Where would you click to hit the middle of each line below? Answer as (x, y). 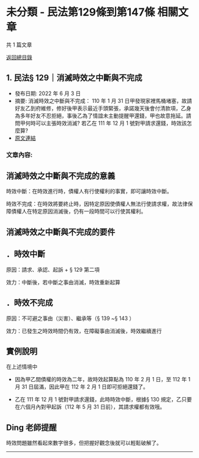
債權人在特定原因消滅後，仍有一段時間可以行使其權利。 (78, 211)
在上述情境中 (22, 367)
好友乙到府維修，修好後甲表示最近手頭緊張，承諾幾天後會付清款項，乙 (100, 108)
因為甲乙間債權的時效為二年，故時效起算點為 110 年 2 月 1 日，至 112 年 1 (102, 379)
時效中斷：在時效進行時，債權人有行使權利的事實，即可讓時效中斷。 (89, 192)
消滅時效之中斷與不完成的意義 (61, 176)
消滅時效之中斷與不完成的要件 (61, 232)
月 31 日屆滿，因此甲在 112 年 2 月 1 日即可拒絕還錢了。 (81, 387)
